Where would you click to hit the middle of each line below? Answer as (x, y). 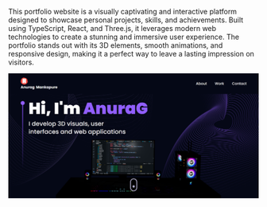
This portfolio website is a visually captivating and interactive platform (122, 12)
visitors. (21, 62)
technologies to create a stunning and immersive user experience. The (124, 37)
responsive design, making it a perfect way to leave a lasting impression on (131, 54)
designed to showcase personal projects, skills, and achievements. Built (126, 20)
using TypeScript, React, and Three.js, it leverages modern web (112, 28)
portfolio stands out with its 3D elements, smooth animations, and (116, 45)
